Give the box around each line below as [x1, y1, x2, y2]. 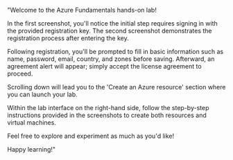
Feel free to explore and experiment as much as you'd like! [7, 132, 175, 140]
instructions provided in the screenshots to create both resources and [7, 111, 207, 119]
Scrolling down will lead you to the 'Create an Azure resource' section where [7, 83, 226, 91]
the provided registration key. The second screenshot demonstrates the [7, 27, 212, 35]
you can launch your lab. [7, 90, 78, 98]
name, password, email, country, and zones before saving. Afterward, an [7, 55, 215, 63]
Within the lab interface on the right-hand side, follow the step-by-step [7, 104, 209, 112]
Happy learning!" [7, 145, 56, 153]
